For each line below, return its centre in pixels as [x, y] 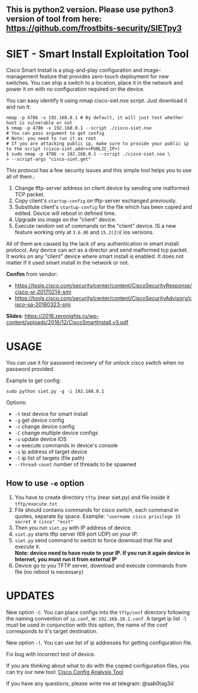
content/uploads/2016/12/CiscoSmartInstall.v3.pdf [67, 322]
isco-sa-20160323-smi [43, 304]
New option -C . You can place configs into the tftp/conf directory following [98, 612]
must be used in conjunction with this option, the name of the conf [87, 625]
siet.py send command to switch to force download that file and [93, 541]
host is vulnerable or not [39, 123]
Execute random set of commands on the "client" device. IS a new [95, 226]
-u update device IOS [40, 439]
